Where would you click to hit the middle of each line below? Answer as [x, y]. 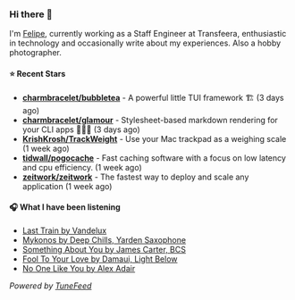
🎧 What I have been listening [65, 207]
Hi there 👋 [31, 14]
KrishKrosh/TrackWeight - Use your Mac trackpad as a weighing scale [154, 138]
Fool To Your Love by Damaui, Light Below [100, 259]
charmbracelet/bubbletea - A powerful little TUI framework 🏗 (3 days [153, 97]
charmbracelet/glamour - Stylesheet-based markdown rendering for [150, 120]
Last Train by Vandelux [64, 230]
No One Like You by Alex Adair [79, 268]
